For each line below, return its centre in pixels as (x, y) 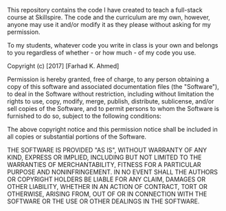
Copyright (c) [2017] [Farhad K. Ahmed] (63, 66)
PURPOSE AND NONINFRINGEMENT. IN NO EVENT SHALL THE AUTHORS (113, 172)
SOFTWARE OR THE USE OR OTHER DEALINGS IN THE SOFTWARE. (103, 201)
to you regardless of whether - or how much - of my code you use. (102, 52)
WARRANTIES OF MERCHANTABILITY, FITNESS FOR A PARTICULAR (104, 164)
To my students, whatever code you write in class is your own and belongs (113, 45)
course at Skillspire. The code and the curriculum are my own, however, (109, 17)
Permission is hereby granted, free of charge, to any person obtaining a (108, 79)
